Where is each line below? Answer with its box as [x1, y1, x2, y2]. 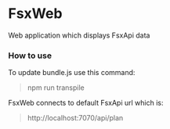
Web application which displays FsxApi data [8, 30, 150, 40]
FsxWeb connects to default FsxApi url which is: [8, 99, 164, 108]
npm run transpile [27, 83, 85, 92]
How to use [8, 50, 52, 61]
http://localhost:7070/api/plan [27, 113, 124, 123]
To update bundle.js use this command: [8, 68, 136, 77]
